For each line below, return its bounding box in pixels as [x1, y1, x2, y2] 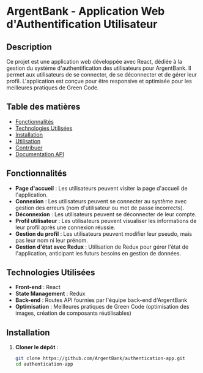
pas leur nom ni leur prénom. [15, 236, 88, 244]
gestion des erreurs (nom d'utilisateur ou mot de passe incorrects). [15, 204, 185, 211]
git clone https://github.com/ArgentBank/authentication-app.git [15, 355, 185, 362]
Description [6, 42, 52, 52]
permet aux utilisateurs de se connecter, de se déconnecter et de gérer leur [6, 71, 197, 78]
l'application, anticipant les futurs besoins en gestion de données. [15, 249, 182, 257]
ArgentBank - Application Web [6, 4, 165, 18]
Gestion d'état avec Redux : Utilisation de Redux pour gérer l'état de [15, 243, 189, 251]
